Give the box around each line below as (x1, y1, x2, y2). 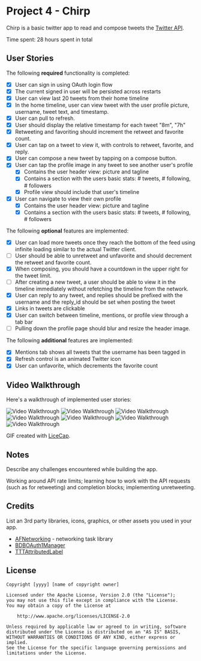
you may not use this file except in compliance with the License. (6, 597, 179, 603)
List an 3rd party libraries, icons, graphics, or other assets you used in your (6, 517, 192, 524)
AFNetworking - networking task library (14, 535, 113, 542)
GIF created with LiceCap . (6, 432, 71, 439)
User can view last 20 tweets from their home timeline (14, 95, 149, 102)
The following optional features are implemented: (6, 227, 129, 234)
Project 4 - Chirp (6, 4, 91, 18)
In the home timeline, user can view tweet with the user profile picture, (14, 101, 190, 108)
